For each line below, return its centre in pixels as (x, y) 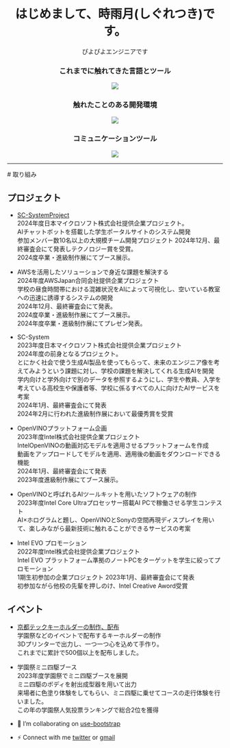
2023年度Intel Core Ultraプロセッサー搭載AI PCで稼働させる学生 (107, 502)
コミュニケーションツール (115, 139)
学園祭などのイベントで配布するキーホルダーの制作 (89, 636)
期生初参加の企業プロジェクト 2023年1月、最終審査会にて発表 (107, 577)
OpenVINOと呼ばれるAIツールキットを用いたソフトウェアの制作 (107, 494)
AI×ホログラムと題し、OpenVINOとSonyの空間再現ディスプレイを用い (116, 520)
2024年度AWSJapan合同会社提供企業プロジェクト (88, 280)
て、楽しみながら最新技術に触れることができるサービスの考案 (104, 528)
